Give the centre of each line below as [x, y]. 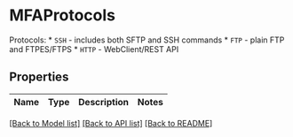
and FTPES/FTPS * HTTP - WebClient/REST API [94, 49]
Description [103, 102]
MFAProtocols [62, 15]
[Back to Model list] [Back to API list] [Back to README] [111, 123]
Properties [39, 77]
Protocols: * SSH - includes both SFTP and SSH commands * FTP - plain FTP [147, 40]
